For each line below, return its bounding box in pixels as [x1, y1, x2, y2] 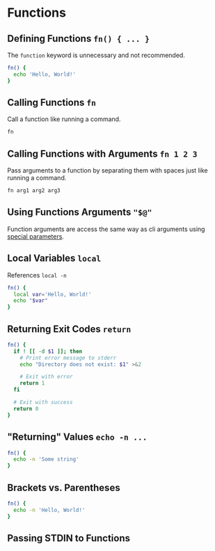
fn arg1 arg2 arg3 [7, 187, 61, 194]
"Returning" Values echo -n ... [7, 431, 148, 443]
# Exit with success [13, 399, 73, 406]
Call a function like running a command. [7, 115, 121, 123]
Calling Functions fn [7, 97, 96, 109]
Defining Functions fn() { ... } [7, 33, 150, 45]
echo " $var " [13, 297, 49, 304]
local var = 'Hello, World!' [13, 291, 92, 298]
